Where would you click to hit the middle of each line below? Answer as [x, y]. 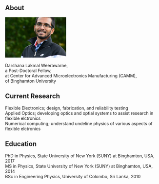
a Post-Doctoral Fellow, [29, 71]
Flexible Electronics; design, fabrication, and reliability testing [67, 108]
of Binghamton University [30, 81]
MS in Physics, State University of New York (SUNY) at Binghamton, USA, [79, 166]
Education [21, 144]
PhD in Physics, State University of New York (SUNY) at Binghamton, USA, [80, 156]
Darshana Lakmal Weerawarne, [37, 66]
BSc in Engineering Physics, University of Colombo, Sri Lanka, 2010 [73, 176]
